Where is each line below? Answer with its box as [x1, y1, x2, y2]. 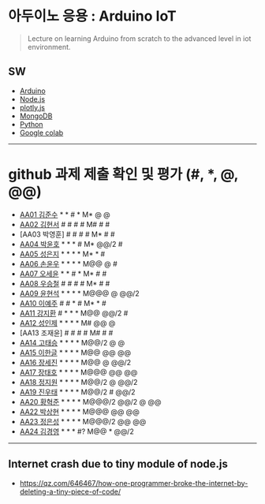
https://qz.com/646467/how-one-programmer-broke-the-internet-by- [19, 478, 248, 487]
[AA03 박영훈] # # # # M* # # [19, 230, 116, 239]
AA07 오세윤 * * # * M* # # [19, 269, 107, 278]
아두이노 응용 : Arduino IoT [8, 7, 177, 25]
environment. [27, 42, 71, 51]
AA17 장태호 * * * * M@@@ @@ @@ [19, 368, 138, 377]
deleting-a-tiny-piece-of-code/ [19, 487, 121, 496]
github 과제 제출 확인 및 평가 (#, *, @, [8, 165, 239, 183]
